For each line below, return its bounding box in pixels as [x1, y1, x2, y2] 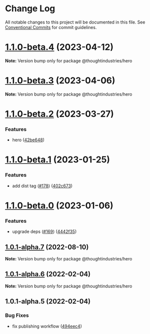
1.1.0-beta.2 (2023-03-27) [5, 108, 114, 119]
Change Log [5, 3, 55, 14]
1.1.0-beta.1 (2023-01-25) [5, 154, 110, 165]
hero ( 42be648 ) [12, 137, 45, 143]
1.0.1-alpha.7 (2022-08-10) [5, 243, 89, 251]
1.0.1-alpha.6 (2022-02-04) [5, 270, 91, 279]
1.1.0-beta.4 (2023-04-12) [5, 42, 114, 53]
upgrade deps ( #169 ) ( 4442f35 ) [12, 229, 77, 234]
